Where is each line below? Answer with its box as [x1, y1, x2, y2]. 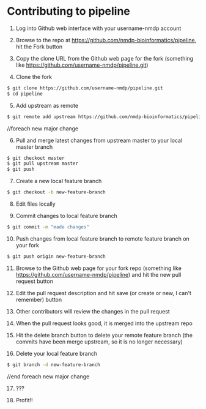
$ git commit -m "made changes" [7, 224, 89, 230]
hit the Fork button [15, 43, 63, 50]
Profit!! [15, 396, 33, 403]
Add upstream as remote [15, 102, 79, 109]
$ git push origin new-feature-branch [7, 253, 106, 260]
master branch [15, 143, 53, 151]
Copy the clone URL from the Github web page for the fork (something [15, 54, 194, 62]
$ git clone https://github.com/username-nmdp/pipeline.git [7, 84, 164, 91]
